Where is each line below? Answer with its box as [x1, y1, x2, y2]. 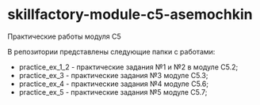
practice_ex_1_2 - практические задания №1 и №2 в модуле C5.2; [18, 62, 239, 72]
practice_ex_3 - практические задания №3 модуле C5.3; [18, 70, 208, 80]
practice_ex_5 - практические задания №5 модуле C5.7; [18, 87, 208, 96]
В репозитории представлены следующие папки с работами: [7, 47, 216, 56]
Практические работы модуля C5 [7, 32, 121, 41]
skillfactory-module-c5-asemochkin [7, 6, 253, 24]
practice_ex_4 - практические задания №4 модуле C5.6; [18, 79, 209, 88]
